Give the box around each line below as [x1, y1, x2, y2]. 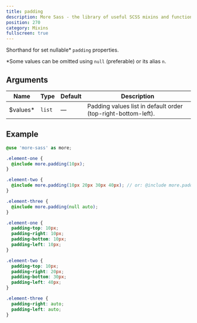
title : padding [6, 8, 43, 15]
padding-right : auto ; [11, 301, 64, 307]
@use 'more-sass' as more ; [6, 145, 72, 151]
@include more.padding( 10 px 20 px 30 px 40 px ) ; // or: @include [11, 182, 167, 188]
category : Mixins [6, 25, 49, 31]
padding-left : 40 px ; [11, 280, 62, 285]
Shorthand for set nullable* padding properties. [6, 46, 119, 53]
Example [6, 130, 39, 140]
